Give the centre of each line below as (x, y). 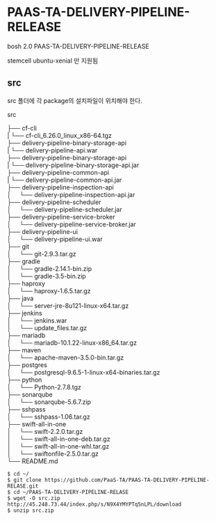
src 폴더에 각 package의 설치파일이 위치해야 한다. (75, 100)
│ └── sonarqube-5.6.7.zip (49, 402)
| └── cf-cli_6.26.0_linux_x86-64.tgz (60, 135)
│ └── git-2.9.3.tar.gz (42, 254)
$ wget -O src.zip (34, 498)
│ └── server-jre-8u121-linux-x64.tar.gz (68, 305)
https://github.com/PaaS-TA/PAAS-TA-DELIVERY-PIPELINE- (127, 480)
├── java (20, 298)
